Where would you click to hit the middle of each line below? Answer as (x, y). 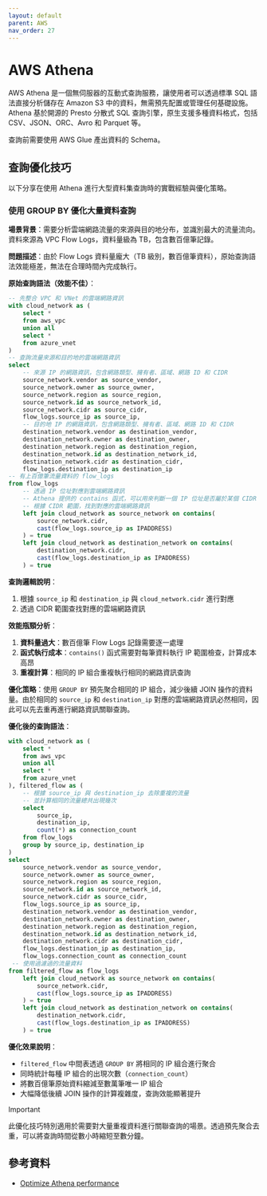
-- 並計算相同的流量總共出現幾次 (70, 801)
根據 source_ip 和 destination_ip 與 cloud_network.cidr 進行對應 (127, 598)
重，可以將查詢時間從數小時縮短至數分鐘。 (78, 1135)
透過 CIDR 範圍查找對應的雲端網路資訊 (82, 608)
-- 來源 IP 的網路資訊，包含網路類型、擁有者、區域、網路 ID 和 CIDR (126, 373)
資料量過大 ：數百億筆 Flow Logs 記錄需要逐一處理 (102, 642)
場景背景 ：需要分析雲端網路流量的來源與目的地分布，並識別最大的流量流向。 (134, 230)
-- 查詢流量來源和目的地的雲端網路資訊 (64, 358)
